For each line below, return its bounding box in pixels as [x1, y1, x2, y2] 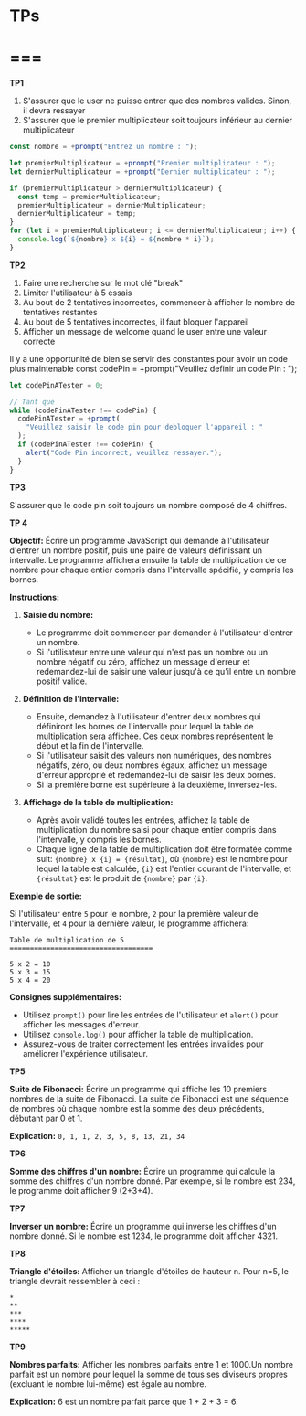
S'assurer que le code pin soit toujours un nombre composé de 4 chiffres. [9, 499, 288, 510]
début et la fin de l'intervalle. [36, 740, 144, 751]
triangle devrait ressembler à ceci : [9, 1275, 141, 1286]
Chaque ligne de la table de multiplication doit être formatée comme [36, 843, 293, 855]
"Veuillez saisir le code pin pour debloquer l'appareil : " [26, 422, 263, 432]
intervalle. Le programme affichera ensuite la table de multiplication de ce [9, 554, 287, 565]
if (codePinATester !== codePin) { [17, 440, 153, 449]
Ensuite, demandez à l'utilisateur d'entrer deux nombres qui [36, 710, 261, 722]
